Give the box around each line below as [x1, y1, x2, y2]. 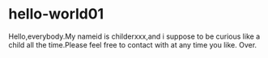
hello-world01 [8, 5, 104, 23]
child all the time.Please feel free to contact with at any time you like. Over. [8, 39, 257, 49]
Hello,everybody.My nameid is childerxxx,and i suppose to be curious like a [8, 31, 261, 41]
